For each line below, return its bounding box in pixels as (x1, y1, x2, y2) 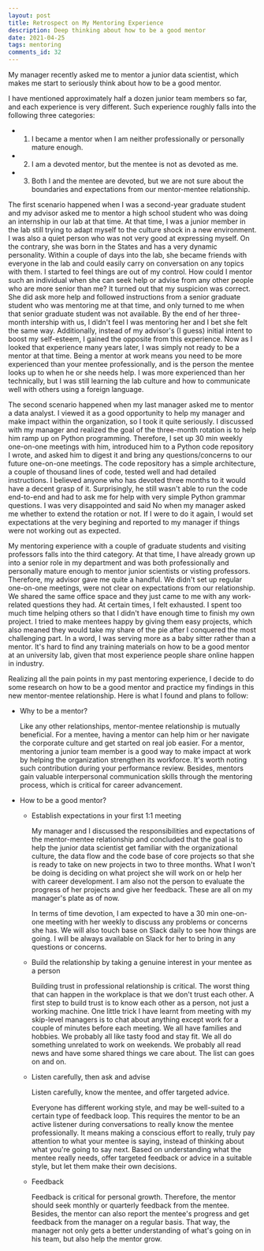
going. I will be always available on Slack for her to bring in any (31, 934, 236, 943)
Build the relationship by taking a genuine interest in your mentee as (31, 958, 252, 967)
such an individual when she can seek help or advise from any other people (8, 276, 254, 284)
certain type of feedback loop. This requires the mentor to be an (31, 1111, 240, 1121)
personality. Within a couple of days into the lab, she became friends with (8, 251, 247, 259)
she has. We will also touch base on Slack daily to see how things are (31, 925, 257, 935)
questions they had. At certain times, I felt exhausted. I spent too (32, 600, 242, 609)
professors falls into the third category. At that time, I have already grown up (8, 550, 256, 559)
